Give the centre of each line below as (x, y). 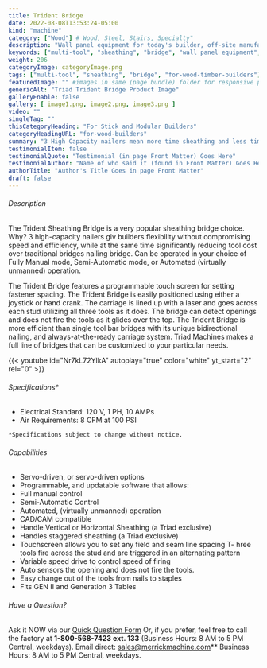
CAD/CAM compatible (56, 519)
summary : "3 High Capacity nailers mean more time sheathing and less (128, 141)
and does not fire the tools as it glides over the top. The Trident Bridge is (127, 320)
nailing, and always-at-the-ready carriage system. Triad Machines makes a (131, 337)
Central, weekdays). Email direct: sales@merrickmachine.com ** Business (129, 647)
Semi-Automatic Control (59, 503)
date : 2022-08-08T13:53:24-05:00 (64, 23)
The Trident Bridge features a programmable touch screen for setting (122, 286)
